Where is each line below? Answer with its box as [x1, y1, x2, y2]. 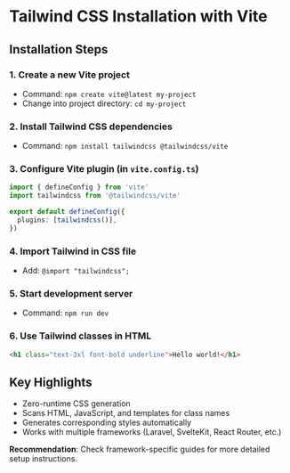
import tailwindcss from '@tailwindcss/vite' [9, 192, 181, 200]
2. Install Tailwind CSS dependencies [9, 120, 173, 133]
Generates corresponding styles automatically [21, 417, 192, 428]
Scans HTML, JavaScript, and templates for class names [21, 408, 230, 419]
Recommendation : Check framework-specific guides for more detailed [9, 444, 270, 455]
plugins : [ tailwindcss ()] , [17, 216, 117, 224]
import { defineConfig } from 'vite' [9, 183, 149, 192]
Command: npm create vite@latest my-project [21, 88, 197, 99]
